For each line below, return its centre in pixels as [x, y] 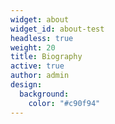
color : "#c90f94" [64, 103]
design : [26, 85]
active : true [37, 66]
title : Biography [46, 57]
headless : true [42, 38]
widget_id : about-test [57, 29]
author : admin [40, 76]
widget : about [40, 19]
